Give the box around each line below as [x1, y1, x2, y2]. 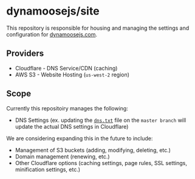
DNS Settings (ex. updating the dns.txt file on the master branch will [15, 117, 186, 124]
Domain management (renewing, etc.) [15, 153, 111, 160]
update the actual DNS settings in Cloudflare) [15, 123, 129, 130]
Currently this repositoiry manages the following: [6, 104, 129, 112]
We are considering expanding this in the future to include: [6, 135, 153, 142]
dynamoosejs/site [6, 4, 100, 18]
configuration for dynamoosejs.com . [6, 30, 97, 38]
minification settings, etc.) [15, 166, 81, 173]
